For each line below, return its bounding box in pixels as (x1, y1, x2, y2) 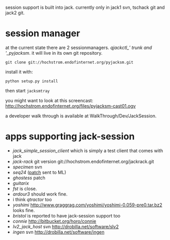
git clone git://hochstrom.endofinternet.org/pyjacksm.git (5, 60, 134, 65)
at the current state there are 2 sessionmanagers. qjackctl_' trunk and (5, 44, 152, 51)
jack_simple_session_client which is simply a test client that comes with (12, 148, 163, 154)
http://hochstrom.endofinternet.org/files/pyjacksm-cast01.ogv (5, 103, 136, 109)
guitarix (12, 180, 29, 186)
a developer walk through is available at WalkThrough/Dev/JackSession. (5, 112, 157, 119)
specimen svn (12, 163, 42, 170)
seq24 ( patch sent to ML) (12, 169, 66, 175)
